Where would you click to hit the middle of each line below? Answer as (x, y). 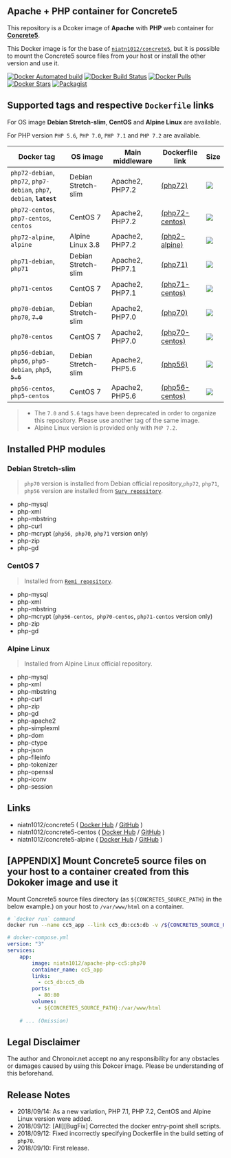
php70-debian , (33, 308)
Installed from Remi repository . (68, 581)
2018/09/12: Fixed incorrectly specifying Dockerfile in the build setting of (120, 1133)
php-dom (30, 735)
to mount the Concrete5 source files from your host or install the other (107, 56)
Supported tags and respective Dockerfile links (111, 106)
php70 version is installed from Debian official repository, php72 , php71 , (122, 483)
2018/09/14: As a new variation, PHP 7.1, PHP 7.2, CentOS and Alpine (114, 1112)
